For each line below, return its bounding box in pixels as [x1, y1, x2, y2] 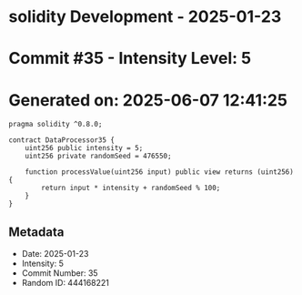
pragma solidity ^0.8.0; [8, 120, 103, 129]
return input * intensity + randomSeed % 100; [41, 184, 221, 193]
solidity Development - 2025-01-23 [8, 6, 282, 27]
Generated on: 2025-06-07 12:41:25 [8, 89, 288, 110]
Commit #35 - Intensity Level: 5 [8, 48, 252, 69]
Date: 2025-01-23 [21, 249, 89, 259]
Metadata [8, 224, 65, 239]
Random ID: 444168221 [21, 278, 110, 289]
